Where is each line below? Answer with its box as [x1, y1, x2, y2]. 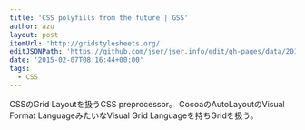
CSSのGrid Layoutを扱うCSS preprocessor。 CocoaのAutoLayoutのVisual [9, 98, 285, 109]
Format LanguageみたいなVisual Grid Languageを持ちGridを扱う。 [9, 110, 259, 121]
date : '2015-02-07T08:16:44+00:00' [9, 55, 144, 65]
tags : [9, 65, 30, 74]
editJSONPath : [9, 47, 64, 56]
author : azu [9, 22, 54, 31]
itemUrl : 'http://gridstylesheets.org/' [9, 38, 165, 48]
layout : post [9, 30, 59, 39]
